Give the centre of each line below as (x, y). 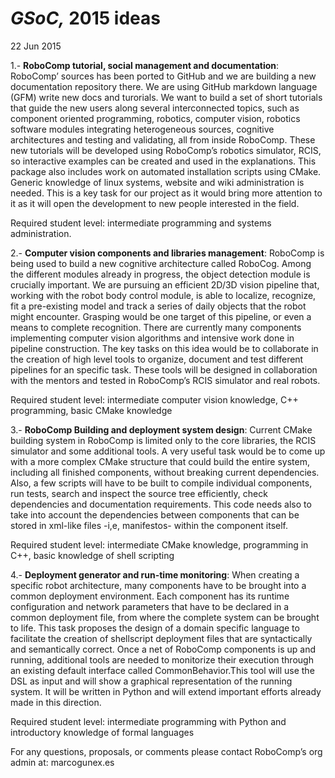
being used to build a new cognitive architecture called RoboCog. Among (161, 263)
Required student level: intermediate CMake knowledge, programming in (159, 544)
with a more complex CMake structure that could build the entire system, (160, 461)
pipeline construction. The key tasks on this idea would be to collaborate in (164, 348)
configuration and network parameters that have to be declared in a (150, 606)
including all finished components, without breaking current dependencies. (165, 472)
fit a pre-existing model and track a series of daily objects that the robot (158, 306)
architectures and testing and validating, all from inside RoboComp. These (163, 139)
